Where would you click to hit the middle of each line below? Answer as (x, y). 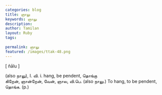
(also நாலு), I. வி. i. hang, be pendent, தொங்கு (51, 75)
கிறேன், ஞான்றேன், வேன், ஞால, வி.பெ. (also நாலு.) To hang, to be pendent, (81, 81)
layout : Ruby (19, 33)
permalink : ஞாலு (22, 47)
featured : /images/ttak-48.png (38, 51)
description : (19, 24)
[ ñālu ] (13, 66)
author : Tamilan (22, 28)
